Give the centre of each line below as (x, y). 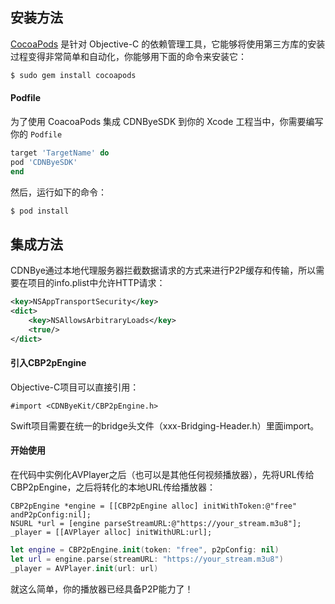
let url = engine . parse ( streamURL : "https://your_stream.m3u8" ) (147, 559)
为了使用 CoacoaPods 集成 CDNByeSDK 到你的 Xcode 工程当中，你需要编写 (167, 121)
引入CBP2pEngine (48, 363)
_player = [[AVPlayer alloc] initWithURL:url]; (111, 532)
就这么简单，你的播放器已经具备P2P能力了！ (102, 589)
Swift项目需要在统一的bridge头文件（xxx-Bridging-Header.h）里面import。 (165, 425)
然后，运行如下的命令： (58, 192)
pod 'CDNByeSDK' (44, 162)
